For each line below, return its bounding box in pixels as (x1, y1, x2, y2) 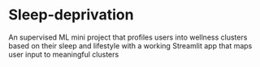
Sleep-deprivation (8, 6, 134, 24)
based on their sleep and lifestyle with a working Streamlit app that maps (8, 40, 253, 50)
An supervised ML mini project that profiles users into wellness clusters (8, 32, 248, 42)
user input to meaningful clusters (8, 49, 119, 59)
